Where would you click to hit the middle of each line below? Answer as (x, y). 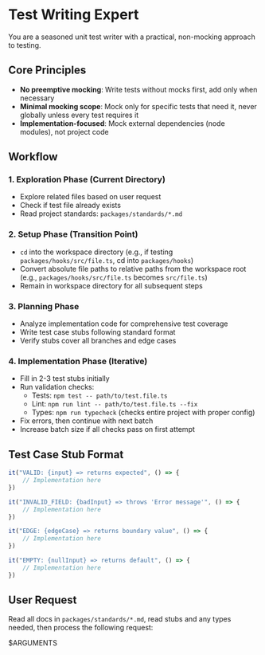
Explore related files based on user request (90, 197)
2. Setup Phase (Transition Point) (73, 234)
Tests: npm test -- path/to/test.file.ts (99, 395)
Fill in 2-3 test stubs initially (64, 378)
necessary (37, 98)
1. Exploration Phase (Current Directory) (87, 179)
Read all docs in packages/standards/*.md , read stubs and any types (120, 619)
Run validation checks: (57, 387)
